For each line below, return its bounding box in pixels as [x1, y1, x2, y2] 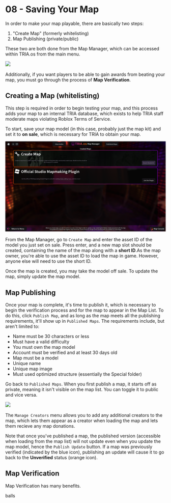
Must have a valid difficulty [12, 339, 70, 345]
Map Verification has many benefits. [5, 483, 81, 489]
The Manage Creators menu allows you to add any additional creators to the [5, 412, 163, 418]
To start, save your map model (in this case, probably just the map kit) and [5, 126, 161, 132]
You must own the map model [12, 344, 75, 350]
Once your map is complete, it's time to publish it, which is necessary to [5, 302, 156, 308]
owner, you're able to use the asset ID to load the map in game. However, [5, 253, 159, 259]
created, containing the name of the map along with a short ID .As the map [5, 247, 161, 254]
